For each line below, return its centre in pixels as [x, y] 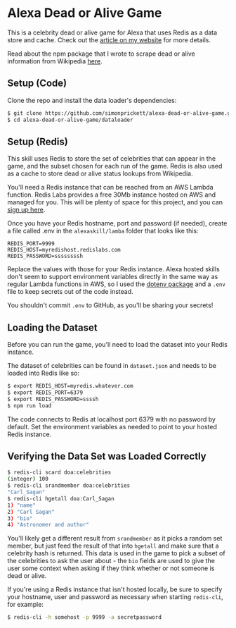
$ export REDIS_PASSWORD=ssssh [53, 399]
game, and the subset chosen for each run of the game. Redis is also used [115, 166]
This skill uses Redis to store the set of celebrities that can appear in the [112, 159]
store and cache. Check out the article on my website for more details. [109, 39]
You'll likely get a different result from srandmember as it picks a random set [115, 538]
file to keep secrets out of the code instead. [70, 292]
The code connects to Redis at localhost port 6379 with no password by [112, 419]
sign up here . [26, 210]
